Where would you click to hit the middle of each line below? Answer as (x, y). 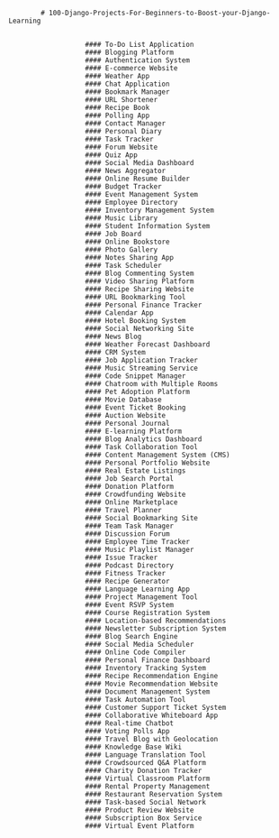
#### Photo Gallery (121, 250)
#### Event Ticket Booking (135, 408)
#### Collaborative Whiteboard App (152, 715)
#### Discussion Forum (127, 534)
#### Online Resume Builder (138, 179)
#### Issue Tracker (121, 557)
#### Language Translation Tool (145, 755)
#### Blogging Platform (130, 52)
